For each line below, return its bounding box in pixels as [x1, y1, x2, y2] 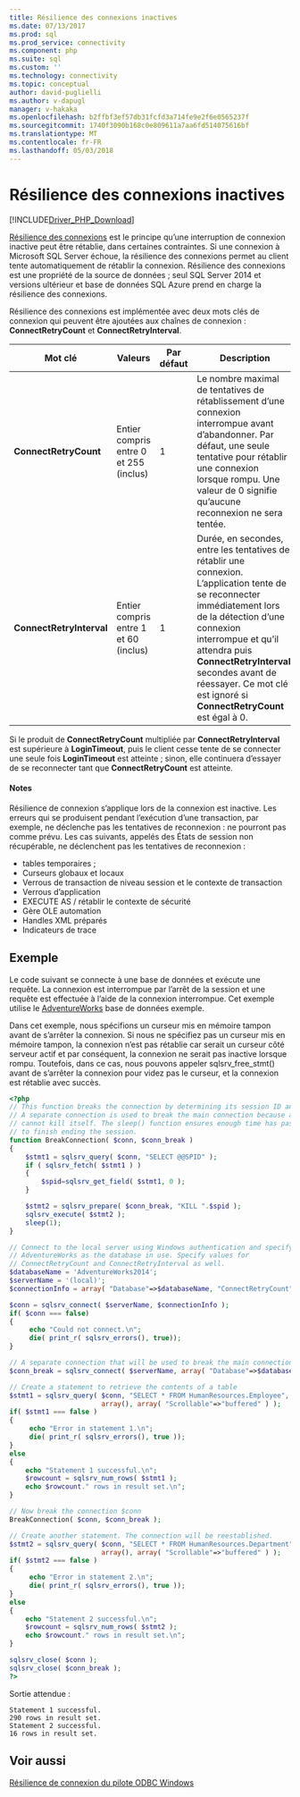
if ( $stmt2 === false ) [9, 1557, 98, 1565]
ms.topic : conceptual [9, 80, 90, 89]
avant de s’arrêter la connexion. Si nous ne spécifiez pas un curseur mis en [9, 1029, 286, 1040]
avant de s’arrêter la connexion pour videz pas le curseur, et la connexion [9, 1067, 279, 1078]
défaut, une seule [196, 439, 270, 451]
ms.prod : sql [9, 30, 58, 38]
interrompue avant [196, 417, 274, 429]
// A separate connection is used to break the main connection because [9, 1110, 286, 1120]
